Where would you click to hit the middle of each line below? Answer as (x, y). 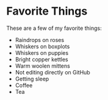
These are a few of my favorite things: (54, 28)
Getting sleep (32, 79)
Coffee (24, 85)
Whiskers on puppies (42, 52)
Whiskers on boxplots (42, 46)
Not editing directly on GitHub (52, 72)
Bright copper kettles (41, 59)
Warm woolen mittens (42, 66)
